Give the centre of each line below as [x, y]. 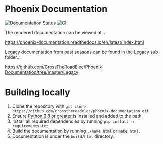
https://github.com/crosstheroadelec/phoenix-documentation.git [81, 111]
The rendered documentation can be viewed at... [55, 32]
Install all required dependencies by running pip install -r [74, 121]
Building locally [38, 92]
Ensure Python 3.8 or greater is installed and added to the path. [78, 116]
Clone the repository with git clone [49, 106]
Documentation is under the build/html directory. [63, 136]
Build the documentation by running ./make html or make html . [76, 131]
